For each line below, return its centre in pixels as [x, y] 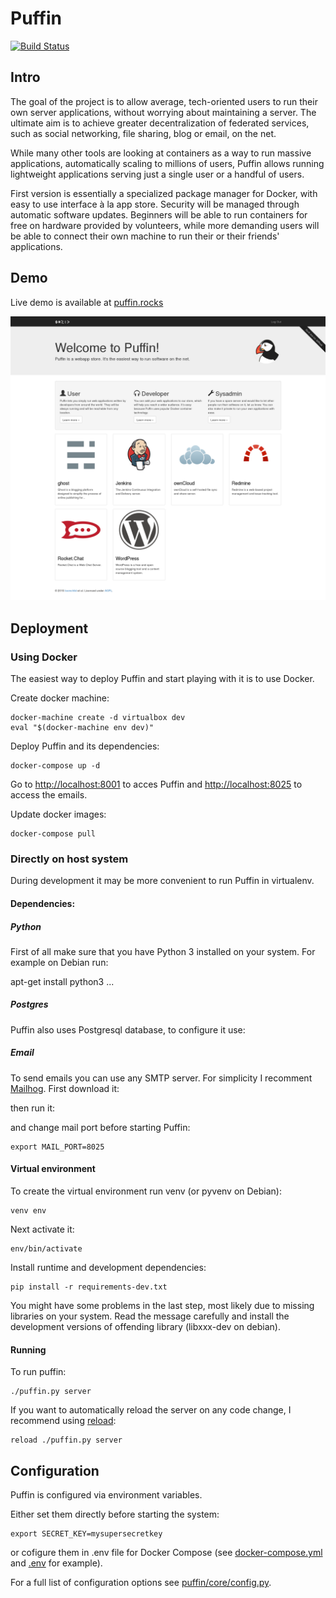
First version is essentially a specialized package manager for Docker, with [164, 193]
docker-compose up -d [55, 766]
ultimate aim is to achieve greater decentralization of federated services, [160, 123]
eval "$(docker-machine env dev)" [82, 728]
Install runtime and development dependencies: [108, 1268]
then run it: [32, 1108]
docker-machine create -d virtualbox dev [98, 718]
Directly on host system [69, 859]
